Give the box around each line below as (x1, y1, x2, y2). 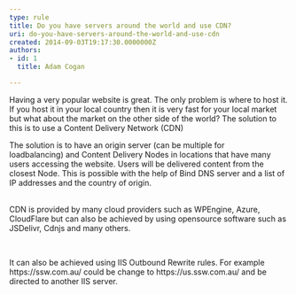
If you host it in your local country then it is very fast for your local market (9, 104, 277, 114)
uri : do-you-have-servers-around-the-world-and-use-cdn (9, 29, 220, 38)
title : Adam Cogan (17, 63, 86, 72)
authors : (9, 46, 42, 55)
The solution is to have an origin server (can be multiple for (9, 139, 225, 151)
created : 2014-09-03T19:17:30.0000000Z (9, 37, 157, 47)
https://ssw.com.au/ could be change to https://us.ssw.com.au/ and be (9, 267, 268, 277)
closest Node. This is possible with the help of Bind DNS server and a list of (9, 167, 285, 178)
